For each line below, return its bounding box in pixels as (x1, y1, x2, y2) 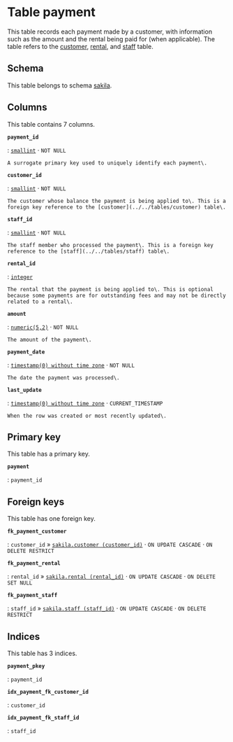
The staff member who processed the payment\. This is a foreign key (7, 241, 214, 248)
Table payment (7, 4, 96, 20)
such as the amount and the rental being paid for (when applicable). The (7, 34, 215, 43)
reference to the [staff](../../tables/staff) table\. (7, 248, 170, 255)
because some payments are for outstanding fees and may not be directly (7, 292, 227, 299)
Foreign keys (7, 496, 65, 507)
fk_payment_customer (7, 528, 68, 535)
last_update (7, 386, 42, 393)
